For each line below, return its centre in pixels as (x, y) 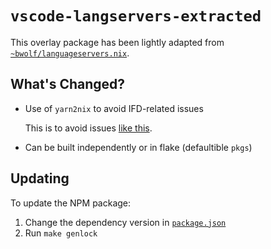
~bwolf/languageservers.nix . (70, 53)
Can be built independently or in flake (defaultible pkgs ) (138, 147)
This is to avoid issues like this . (88, 128)
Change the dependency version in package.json (125, 222)
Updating (40, 178)
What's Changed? (68, 84)
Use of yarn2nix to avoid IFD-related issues (114, 108)
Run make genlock (61, 233)
